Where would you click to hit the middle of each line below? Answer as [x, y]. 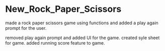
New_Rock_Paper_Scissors [63, 9]
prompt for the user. [26, 28]
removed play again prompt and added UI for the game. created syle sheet [82, 38]
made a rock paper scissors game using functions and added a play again [82, 23]
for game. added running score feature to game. [55, 43]
